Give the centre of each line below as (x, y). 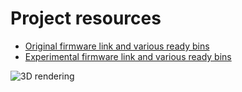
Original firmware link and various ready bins (117, 46)
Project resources (86, 18)
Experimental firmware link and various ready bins (128, 56)
